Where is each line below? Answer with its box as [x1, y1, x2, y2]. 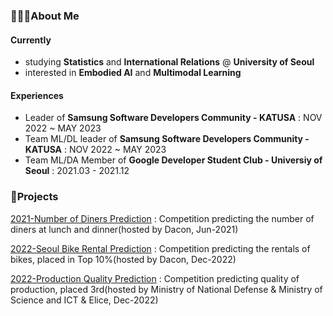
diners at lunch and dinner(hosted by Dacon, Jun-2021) [10, 223, 239, 235]
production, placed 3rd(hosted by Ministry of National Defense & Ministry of [10, 283, 323, 295]
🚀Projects [10, 190, 59, 204]
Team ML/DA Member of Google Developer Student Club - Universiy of [24, 154, 323, 166]
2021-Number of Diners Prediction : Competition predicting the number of [10, 212, 315, 224]
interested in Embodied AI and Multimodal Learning [24, 67, 242, 79]
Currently [10, 34, 52, 46]
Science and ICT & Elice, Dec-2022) [10, 294, 159, 306]
